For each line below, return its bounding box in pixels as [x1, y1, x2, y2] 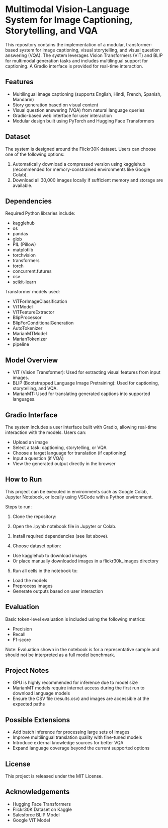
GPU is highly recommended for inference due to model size [12, 679, 138, 686]
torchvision [12, 252, 36, 258]
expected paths [12, 701, 45, 707]
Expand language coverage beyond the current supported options [12, 745, 150, 751]
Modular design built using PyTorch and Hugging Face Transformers [12, 117, 154, 124]
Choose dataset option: [12, 543, 61, 549]
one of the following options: [5, 151, 64, 157]
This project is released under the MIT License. [5, 773, 103, 779]
